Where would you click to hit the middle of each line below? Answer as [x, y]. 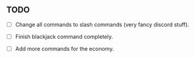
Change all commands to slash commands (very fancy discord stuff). [102, 24]
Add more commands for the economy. [64, 48]
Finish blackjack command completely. [64, 36]
